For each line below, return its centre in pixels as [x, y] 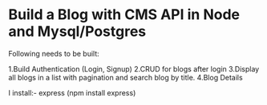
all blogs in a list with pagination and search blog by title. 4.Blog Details [125, 77]
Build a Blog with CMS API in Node [124, 15]
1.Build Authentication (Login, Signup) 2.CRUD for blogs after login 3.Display [134, 68]
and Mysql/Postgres [77, 31]
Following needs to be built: [54, 53]
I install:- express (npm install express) [72, 92]
